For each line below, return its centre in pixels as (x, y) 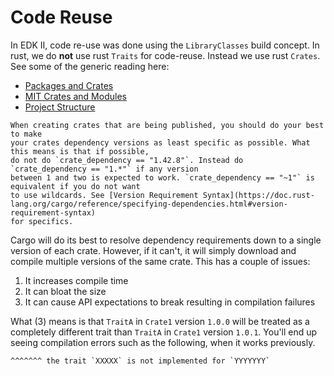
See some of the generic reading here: (90, 66)
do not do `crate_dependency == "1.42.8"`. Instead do (127, 160)
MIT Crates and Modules (75, 96)
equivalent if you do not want (75, 186)
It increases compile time (76, 280)
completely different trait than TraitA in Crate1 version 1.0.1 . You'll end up (164, 332)
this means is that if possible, (80, 151)
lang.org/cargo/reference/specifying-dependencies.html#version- (149, 204)
